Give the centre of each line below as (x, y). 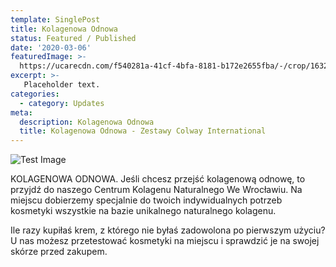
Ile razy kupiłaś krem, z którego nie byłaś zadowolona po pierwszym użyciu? (168, 230)
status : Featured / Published (73, 38)
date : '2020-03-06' (51, 47)
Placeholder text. (62, 85)
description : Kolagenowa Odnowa (87, 122)
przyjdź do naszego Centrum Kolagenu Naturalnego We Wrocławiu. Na (156, 190)
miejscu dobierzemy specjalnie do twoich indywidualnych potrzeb (146, 200)
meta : (21, 112)
